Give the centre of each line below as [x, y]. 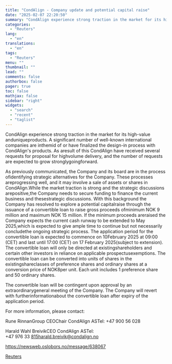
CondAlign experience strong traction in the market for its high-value [78, 134]
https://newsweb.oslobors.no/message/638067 [56, 346]
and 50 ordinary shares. [30, 275]
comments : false [23, 77]
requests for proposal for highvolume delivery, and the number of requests [84, 156]
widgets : [15, 106]
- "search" [21, 110]
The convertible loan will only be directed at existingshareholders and [79, 248]
